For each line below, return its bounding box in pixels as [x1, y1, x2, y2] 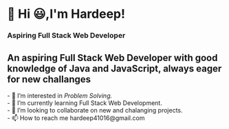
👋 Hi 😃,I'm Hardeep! [7, 6, 126, 22]
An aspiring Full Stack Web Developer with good [7, 51, 218, 64]
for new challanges [7, 73, 91, 85]
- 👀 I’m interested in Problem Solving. [7, 91, 113, 99]
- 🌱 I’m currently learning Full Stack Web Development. [7, 99, 163, 107]
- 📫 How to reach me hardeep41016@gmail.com [7, 113, 145, 122]
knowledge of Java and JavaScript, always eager [7, 62, 222, 74]
